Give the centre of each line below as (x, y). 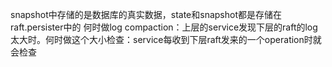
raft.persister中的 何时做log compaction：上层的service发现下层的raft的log (164, 27)
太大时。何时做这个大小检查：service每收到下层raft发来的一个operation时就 (166, 39)
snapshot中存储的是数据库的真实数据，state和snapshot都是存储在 (146, 14)
